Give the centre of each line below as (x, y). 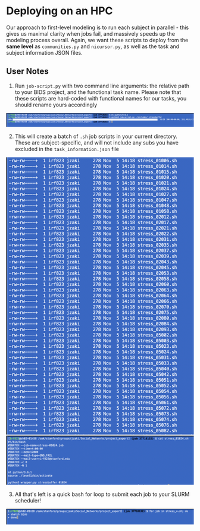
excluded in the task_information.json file (67, 149)
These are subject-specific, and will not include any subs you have (96, 143)
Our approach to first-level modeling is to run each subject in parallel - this (98, 27)
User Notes (27, 72)
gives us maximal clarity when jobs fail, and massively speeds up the (91, 33)
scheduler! (28, 500)
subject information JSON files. (45, 52)
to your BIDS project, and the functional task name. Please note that (98, 92)
